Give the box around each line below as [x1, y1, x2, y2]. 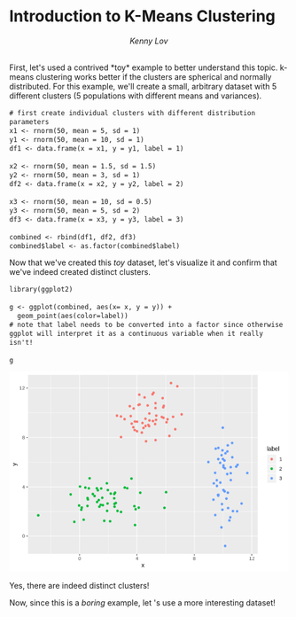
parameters [9, 117, 50, 126]
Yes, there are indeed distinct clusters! [9, 580, 150, 590]
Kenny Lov [129, 35, 168, 46]
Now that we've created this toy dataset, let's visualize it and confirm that [9, 257, 277, 268]
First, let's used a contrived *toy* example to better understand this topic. [9, 62, 278, 73]
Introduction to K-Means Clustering [9, 6, 277, 27]
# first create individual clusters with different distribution [9, 108, 255, 117]
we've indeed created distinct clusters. [9, 266, 151, 277]
